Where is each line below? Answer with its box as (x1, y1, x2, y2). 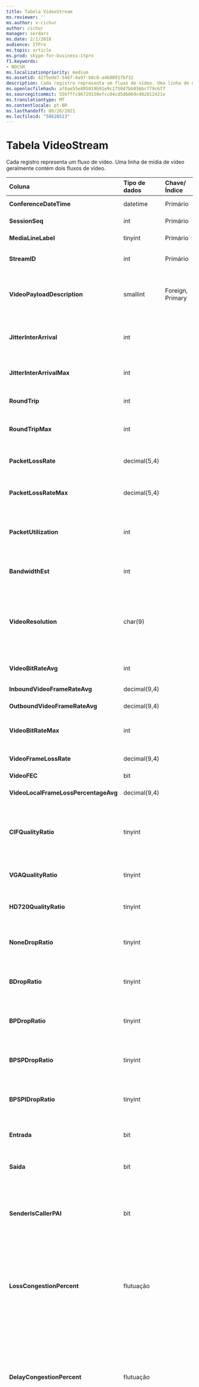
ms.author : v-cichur (6, 20, 57, 25)
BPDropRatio (9, 1017, 46, 1025)
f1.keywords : (6, 58, 38, 64)
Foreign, (165, 287, 188, 295)
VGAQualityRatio (9, 871, 58, 879)
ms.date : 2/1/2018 (6, 36, 52, 42)
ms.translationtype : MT (6, 97, 65, 102)
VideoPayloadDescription (9, 290, 83, 299)
